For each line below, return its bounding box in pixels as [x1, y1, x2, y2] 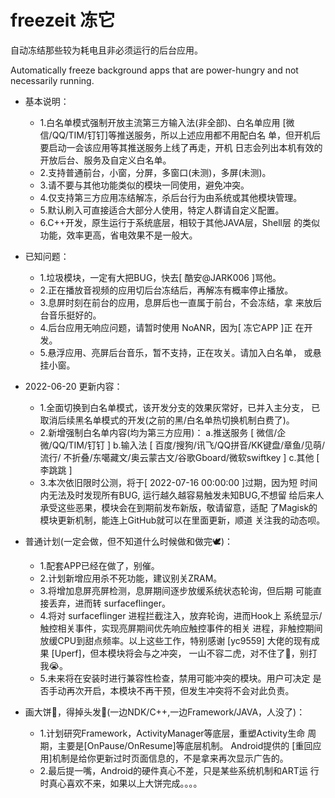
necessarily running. [10, 74, 95, 86]
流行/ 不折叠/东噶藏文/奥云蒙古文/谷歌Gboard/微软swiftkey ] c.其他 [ [39, 451, 320, 463]
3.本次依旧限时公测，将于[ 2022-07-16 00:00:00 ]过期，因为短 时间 [39, 476, 318, 488]
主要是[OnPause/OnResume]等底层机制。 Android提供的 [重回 [57, 739, 313, 751]
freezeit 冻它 [10, 9, 116, 32]
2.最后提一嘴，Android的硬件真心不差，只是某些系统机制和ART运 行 [39, 764, 320, 776]
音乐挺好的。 [48, 309, 102, 321]
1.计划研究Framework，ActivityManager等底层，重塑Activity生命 [39, 727, 306, 739]
